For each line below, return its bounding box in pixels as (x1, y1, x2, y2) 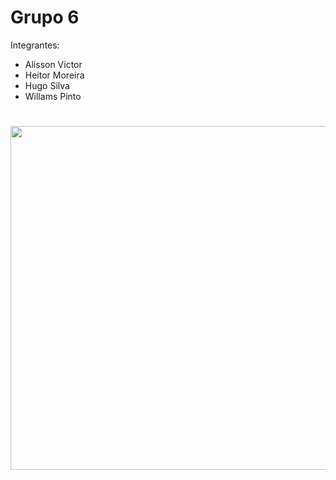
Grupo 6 (10, 6, 80, 29)
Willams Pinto (24, 90, 82, 102)
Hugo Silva (24, 79, 70, 91)
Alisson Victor (24, 58, 83, 70)
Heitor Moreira (24, 69, 85, 81)
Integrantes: (10, 39, 60, 51)
